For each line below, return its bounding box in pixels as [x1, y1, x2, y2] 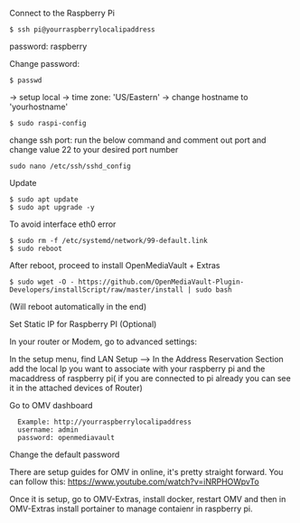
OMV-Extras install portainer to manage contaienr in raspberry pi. [9, 503, 253, 514]
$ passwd [9, 76, 42, 85]
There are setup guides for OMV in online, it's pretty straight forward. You [9, 467, 284, 477]
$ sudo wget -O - [9, 277, 75, 286]
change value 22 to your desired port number [9, 145, 179, 154]
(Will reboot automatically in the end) [9, 302, 147, 312]
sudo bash [195, 285, 232, 294]
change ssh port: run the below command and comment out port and [9, 135, 267, 145]
